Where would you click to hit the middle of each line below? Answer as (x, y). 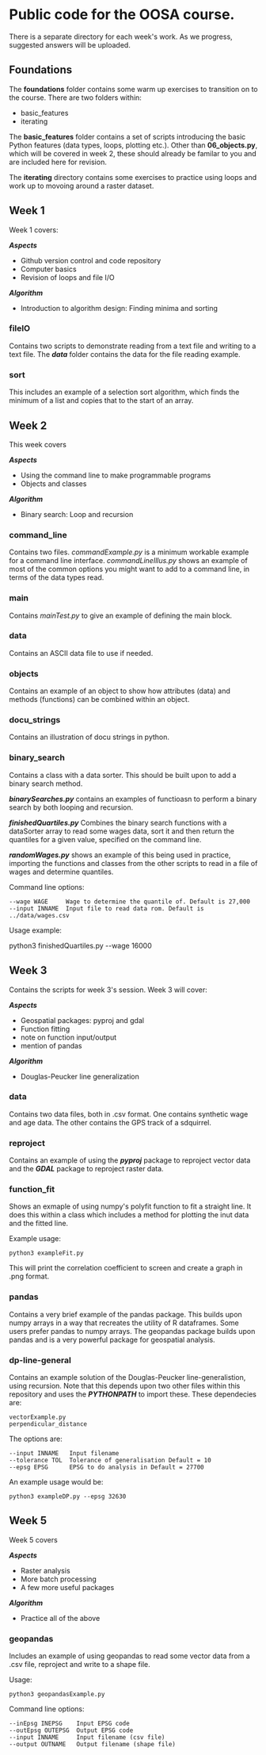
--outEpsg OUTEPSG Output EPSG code (71, 1730)
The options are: (36, 1439)
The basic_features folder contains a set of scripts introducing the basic (127, 136)
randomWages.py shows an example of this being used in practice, (120, 855)
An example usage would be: (56, 1482)
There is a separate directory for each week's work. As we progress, (121, 36)
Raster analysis (45, 1570)
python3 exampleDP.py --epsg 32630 (68, 1496)
